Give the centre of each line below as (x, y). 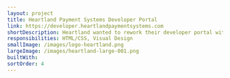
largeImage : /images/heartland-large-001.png (73, 52)
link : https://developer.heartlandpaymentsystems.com (86, 26)
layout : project (30, 13)
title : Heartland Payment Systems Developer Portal (82, 20)
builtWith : (23, 58)
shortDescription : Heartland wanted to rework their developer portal (110, 32)
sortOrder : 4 (26, 64)
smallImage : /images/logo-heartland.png (66, 45)
